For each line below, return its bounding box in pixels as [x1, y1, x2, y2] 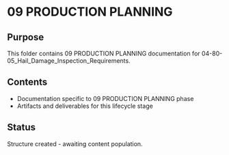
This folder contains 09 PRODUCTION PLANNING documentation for [7, 49, 200, 57]
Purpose [7, 31, 44, 43]
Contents [7, 76, 48, 88]
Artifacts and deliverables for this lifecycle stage [16, 102, 154, 110]
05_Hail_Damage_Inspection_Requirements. [7, 57, 131, 65]
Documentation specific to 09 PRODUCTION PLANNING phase [16, 94, 194, 102]
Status [7, 122, 36, 133]
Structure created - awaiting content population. [7, 139, 143, 147]
